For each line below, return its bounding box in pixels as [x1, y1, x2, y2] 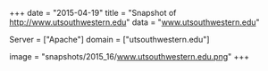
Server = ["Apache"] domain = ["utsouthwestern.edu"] [9, 35, 210, 44]
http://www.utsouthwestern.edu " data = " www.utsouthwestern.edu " [9, 17, 261, 28]
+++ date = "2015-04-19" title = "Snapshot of [9, 8, 177, 18]
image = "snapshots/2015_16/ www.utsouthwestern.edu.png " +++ [9, 51, 250, 61]
